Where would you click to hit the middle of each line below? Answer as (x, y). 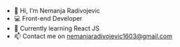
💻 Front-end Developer (48, 18)
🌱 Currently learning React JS (57, 28)
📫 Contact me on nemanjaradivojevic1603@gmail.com (93, 36)
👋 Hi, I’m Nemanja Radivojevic (57, 11)
